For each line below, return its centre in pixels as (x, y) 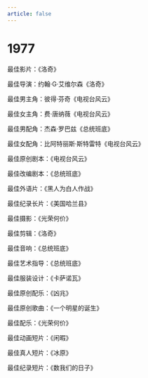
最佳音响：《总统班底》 (40, 248)
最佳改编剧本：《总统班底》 (46, 174)
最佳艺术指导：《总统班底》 (46, 263)
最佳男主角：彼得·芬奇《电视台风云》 (61, 98)
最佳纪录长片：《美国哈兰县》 (49, 203)
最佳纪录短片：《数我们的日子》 (52, 367)
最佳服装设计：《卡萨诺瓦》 (46, 278)
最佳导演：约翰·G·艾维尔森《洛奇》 (58, 84)
